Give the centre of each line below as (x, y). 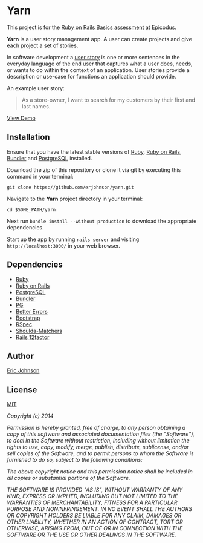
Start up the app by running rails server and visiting (73, 239)
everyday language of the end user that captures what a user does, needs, (100, 64)
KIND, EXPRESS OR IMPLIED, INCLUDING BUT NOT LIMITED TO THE (92, 496)
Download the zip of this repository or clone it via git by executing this (94, 169)
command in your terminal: (40, 176)
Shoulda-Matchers (39, 331)
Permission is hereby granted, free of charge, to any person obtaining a (96, 428)
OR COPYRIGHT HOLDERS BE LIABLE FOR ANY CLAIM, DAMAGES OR (94, 516)
